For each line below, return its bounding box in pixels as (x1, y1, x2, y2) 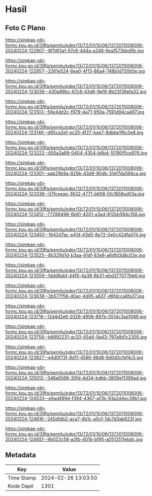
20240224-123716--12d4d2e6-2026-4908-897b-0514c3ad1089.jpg (5, 314, 146, 319)
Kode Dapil (8, 482, 34, 489)
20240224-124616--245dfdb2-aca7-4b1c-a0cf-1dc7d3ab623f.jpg (5, 416, 142, 421)
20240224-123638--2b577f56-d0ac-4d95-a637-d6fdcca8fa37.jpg (5, 293, 144, 299)
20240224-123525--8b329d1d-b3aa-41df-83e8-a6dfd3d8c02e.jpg (5, 252, 145, 258)
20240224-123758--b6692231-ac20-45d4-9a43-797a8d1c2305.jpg (5, 334, 147, 340)
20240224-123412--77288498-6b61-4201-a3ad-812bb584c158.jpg (5, 211, 145, 217)
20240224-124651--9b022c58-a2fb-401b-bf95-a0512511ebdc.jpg (5, 437, 143, 442)
